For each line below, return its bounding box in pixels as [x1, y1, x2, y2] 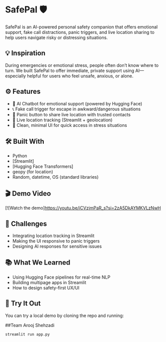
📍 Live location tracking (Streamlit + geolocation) [12, 117, 113, 123]
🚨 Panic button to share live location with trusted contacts [12, 111, 131, 117]
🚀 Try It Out [5, 299, 41, 308]
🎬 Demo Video [5, 189, 51, 198]
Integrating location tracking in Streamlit [12, 233, 94, 239]
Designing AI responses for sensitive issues [12, 243, 102, 249]
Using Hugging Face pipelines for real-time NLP [12, 274, 111, 280]
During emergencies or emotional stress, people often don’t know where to [5, 62, 159, 68]
